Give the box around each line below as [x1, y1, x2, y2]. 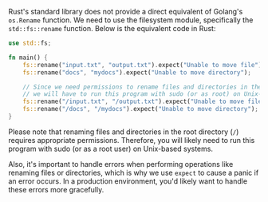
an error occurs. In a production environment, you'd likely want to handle [8, 176, 248, 186]
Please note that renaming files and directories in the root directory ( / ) [8, 127, 239, 137]
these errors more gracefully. [8, 184, 104, 194]
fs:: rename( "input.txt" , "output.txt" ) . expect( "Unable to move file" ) [22, 61, 262, 69]
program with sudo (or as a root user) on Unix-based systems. [8, 144, 214, 153]
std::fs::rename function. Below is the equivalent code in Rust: [8, 24, 216, 33]
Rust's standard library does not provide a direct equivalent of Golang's [8, 7, 243, 16]
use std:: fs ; [8, 39, 52, 47]
